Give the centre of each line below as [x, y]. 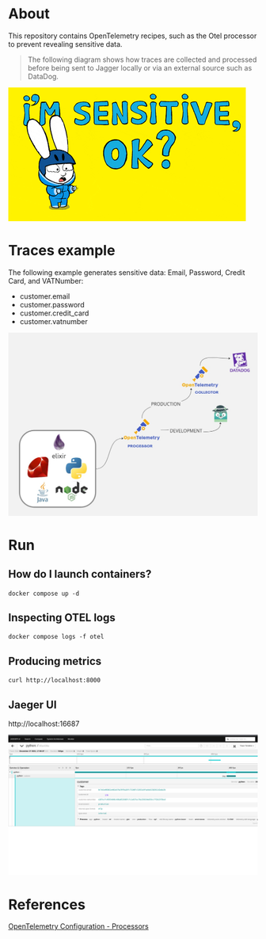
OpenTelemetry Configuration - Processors [78, 926]
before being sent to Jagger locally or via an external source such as [140, 67]
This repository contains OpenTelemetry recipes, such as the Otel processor [133, 36]
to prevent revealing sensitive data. [65, 44]
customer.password [52, 304]
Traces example [62, 251]
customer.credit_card [54, 313]
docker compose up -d [44, 594]
